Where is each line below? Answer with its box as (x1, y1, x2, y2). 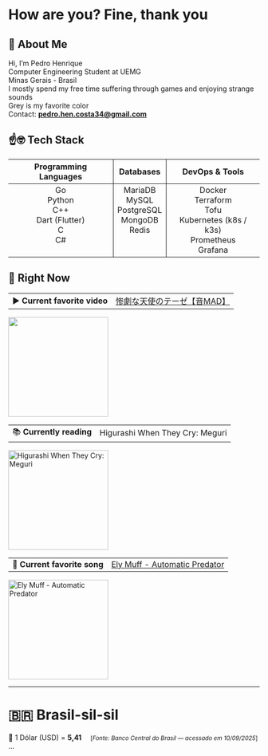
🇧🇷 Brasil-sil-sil (8, 706, 119, 723)
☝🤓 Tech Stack (8, 133, 85, 147)
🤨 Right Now (8, 271, 70, 285)
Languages (38, 171, 82, 182)
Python (47, 194, 74, 205)
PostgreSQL (116, 204, 163, 215)
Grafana (198, 244, 229, 255)
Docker (199, 184, 227, 195)
